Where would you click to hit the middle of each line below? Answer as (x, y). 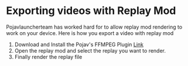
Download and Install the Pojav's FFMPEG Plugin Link (79, 44)
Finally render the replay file (48, 57)
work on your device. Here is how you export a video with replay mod (90, 33)
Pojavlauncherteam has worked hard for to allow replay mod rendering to (94, 27)
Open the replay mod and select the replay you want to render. (90, 50)
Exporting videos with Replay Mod (91, 11)
